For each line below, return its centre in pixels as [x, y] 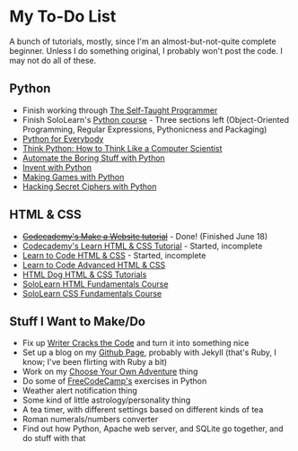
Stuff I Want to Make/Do [78, 321]
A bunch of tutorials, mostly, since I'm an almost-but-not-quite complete [143, 41]
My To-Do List [63, 17]
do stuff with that [54, 438]
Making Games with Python [73, 177]
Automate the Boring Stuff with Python [94, 158]
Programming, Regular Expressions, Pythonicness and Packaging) [145, 129]
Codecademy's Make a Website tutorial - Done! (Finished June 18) [145, 236]
